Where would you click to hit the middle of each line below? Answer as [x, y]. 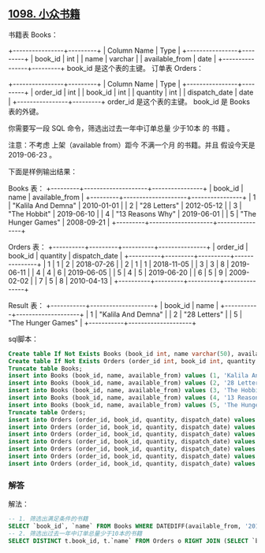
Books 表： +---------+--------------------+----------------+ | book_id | [126, 188]
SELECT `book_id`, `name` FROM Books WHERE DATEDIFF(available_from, [125, 526]
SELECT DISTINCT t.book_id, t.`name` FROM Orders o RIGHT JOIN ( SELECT [128, 541]
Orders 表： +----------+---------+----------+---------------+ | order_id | [128, 247]
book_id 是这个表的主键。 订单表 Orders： [135, 68]
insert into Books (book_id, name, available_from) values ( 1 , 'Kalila [128, 376]
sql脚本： [24, 339]
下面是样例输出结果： [43, 171]
